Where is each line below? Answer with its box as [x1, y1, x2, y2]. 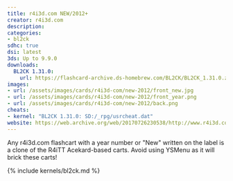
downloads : [7, 61, 39, 68]
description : [7, 23, 45, 30]
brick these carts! [7, 153, 58, 161]
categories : [7, 29, 42, 37]
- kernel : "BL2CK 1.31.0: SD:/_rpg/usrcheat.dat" [7, 113, 154, 120]
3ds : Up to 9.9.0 [7, 55, 58, 62]
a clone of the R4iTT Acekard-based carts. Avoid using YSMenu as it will [7, 146, 215, 154]
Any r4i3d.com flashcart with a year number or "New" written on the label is [7, 138, 225, 146]
